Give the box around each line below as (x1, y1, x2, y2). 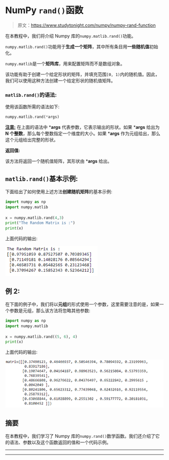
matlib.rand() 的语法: (5, 91, 57, 98)
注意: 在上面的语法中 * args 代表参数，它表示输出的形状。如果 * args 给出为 (5, 124, 160, 130)
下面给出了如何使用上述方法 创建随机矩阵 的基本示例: (5, 188, 113, 194)
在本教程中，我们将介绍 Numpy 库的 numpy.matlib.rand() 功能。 (5, 33, 136, 39)
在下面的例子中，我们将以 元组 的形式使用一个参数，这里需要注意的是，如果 (5, 301, 159, 307)
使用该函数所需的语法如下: (5, 104, 60, 110)
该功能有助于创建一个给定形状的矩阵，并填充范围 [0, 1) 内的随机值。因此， (5, 71, 160, 77)
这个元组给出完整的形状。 (5, 137, 58, 143)
